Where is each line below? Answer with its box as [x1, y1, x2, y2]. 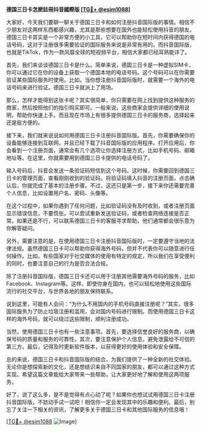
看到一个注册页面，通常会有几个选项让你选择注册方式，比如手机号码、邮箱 [11, 147, 195, 153]
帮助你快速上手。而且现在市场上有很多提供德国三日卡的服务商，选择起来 [16, 111, 195, 119]
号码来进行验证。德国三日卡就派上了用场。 [11, 84, 117, 91]
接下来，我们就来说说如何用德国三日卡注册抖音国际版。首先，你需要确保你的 [6, 132, 195, 138]
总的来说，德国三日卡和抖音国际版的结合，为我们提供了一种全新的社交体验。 [6, 356, 195, 363]
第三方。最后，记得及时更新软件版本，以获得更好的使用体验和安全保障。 [6, 343, 184, 350]
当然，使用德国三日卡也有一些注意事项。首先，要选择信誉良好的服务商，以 [6, 328, 190, 335]
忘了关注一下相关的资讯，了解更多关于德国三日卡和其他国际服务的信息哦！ [6, 406, 190, 413]
